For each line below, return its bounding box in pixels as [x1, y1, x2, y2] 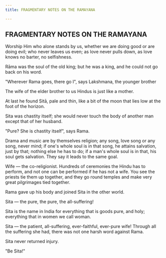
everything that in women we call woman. [5, 213, 91, 220]
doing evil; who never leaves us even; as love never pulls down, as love [5, 48, 152, 55]
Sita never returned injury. [5, 238, 59, 244]
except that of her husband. [5, 118, 63, 124]
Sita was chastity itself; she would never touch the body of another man [5, 113, 154, 119]
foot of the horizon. [5, 103, 45, 109]
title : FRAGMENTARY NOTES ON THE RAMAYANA [5, 7, 95, 12]
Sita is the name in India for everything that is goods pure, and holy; [5, 208, 145, 214]
